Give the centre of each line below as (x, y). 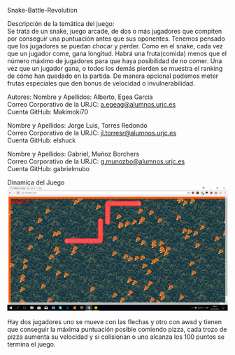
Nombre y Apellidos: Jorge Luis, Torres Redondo (78, 125)
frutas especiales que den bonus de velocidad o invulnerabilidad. (101, 83)
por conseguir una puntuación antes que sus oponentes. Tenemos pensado (116, 39)
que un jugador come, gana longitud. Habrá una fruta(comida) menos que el (117, 53)
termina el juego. (31, 344)
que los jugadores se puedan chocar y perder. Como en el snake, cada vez (115, 46)
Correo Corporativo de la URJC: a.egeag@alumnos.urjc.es (92, 104)
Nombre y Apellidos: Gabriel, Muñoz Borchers (73, 154)
